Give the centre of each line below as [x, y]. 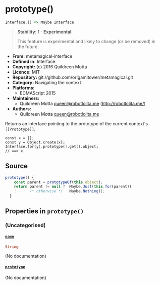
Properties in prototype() [45, 211]
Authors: [22, 109]
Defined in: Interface [34, 61]
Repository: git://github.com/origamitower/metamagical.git [73, 77]
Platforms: [23, 88]
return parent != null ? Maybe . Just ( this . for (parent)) [73, 187]
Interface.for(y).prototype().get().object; [52, 146]
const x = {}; [20, 138]
